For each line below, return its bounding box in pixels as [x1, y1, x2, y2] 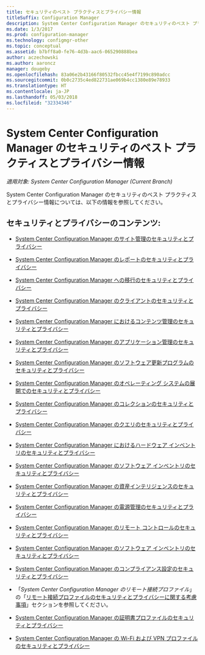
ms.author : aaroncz [6, 60, 56, 66]
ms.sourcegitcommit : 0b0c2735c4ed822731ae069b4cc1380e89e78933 [6, 77, 171, 83]
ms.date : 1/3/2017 [6, 26, 53, 32]
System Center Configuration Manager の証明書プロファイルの [15, 614, 173, 621]
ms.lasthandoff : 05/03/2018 [6, 94, 78, 100]
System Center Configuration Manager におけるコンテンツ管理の [15, 318, 178, 325]
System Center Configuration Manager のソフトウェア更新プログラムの [15, 359, 194, 367]
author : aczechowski [6, 54, 59, 60]
